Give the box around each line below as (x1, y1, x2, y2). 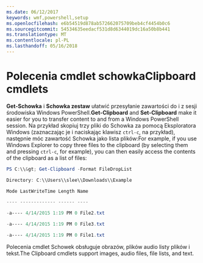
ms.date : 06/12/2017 (6, 9, 59, 15)
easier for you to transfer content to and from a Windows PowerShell (6, 115, 179, 123)
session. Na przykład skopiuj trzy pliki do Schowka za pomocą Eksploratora (6, 121, 196, 129)
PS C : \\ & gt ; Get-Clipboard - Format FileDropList (6, 166, 132, 172)
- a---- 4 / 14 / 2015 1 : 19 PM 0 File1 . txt (6, 232, 105, 239)
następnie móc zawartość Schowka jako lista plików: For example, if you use (6, 135, 197, 142)
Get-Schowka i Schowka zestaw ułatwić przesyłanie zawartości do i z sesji (6, 102, 197, 110)
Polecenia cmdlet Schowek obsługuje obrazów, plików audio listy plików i (6, 243, 190, 250)
